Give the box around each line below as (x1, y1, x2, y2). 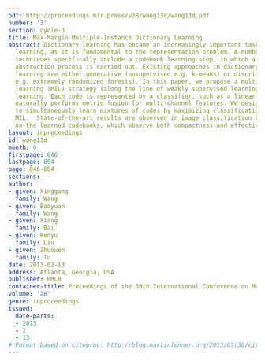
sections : (8, 173, 41, 181)
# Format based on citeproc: (8, 341, 104, 349)
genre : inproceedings (8, 297, 80, 305)
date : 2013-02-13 (8, 261, 65, 269)
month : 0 (8, 143, 37, 151)
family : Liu (15, 239, 55, 247)
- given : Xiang (8, 217, 58, 225)
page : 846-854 (8, 166, 55, 173)
